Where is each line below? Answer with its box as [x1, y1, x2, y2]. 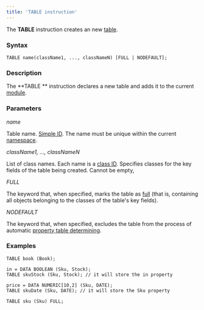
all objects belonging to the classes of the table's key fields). [6, 196, 158, 204]
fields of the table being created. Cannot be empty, [6, 166, 135, 174]
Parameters [6, 104, 41, 113]
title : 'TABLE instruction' [6, 9, 78, 15]
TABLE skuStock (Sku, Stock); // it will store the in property [6, 272, 173, 278]
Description [6, 68, 42, 77]
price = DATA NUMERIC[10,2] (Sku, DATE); [6, 282, 113, 288]
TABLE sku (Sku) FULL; [6, 298, 64, 305]
